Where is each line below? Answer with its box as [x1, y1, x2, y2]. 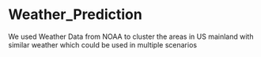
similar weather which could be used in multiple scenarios [8, 40, 198, 49]
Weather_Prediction [8, 6, 142, 24]
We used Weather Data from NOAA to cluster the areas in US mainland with [8, 32, 254, 41]
